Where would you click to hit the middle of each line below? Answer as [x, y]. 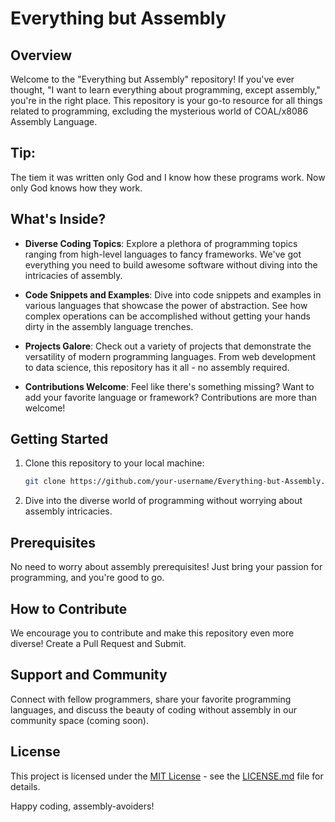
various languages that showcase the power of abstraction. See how [166, 305]
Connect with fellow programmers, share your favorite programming [151, 699]
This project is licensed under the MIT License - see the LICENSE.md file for [167, 776]
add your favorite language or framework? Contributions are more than [170, 397]
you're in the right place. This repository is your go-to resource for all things [166, 100]
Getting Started [59, 439]
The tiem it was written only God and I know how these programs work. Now [168, 177]
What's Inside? [58, 219]
